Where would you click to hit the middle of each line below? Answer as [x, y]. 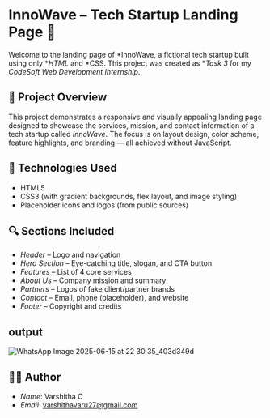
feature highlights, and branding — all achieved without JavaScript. [120, 143]
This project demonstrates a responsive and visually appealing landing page [135, 117]
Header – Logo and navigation [70, 255]
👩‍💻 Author [35, 377]
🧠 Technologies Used [63, 168]
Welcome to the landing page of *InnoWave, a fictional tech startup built [129, 54]
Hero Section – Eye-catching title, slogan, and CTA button [116, 263]
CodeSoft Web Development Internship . [74, 71]
